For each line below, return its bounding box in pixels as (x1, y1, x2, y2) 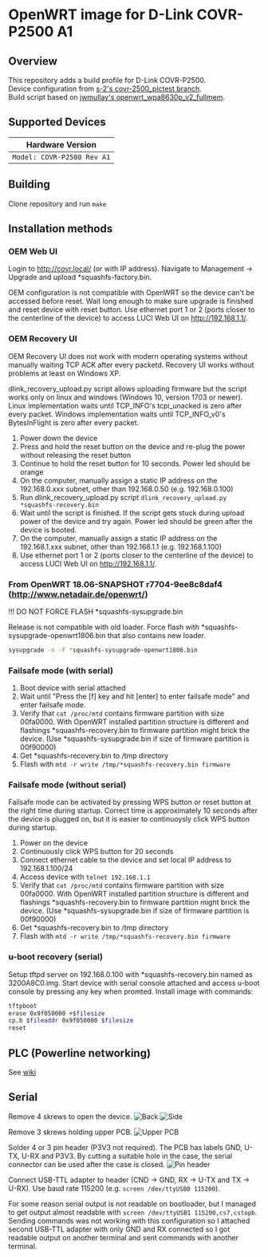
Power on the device (19, 838, 88, 848)
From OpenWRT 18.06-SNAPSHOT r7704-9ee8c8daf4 (8, 578, 223, 589)
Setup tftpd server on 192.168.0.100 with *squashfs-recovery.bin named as (8, 969, 253, 979)
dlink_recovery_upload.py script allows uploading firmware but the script (8, 384, 247, 393)
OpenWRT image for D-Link (8, 6, 194, 24)
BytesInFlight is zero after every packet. (8, 417, 140, 428)
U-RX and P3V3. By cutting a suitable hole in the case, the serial (21, 1151, 233, 1160)
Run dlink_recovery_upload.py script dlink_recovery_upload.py (19, 492, 227, 502)
